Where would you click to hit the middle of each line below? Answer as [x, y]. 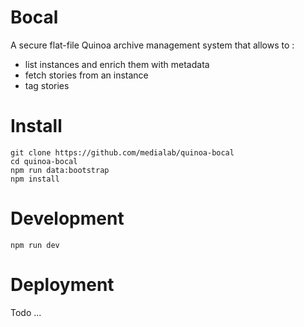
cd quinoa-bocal [44, 161]
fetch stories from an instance [86, 75]
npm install [35, 179]
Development [67, 218]
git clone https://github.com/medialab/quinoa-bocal [122, 152]
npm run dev [35, 245]
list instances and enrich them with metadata [117, 64]
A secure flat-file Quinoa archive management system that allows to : [152, 45]
